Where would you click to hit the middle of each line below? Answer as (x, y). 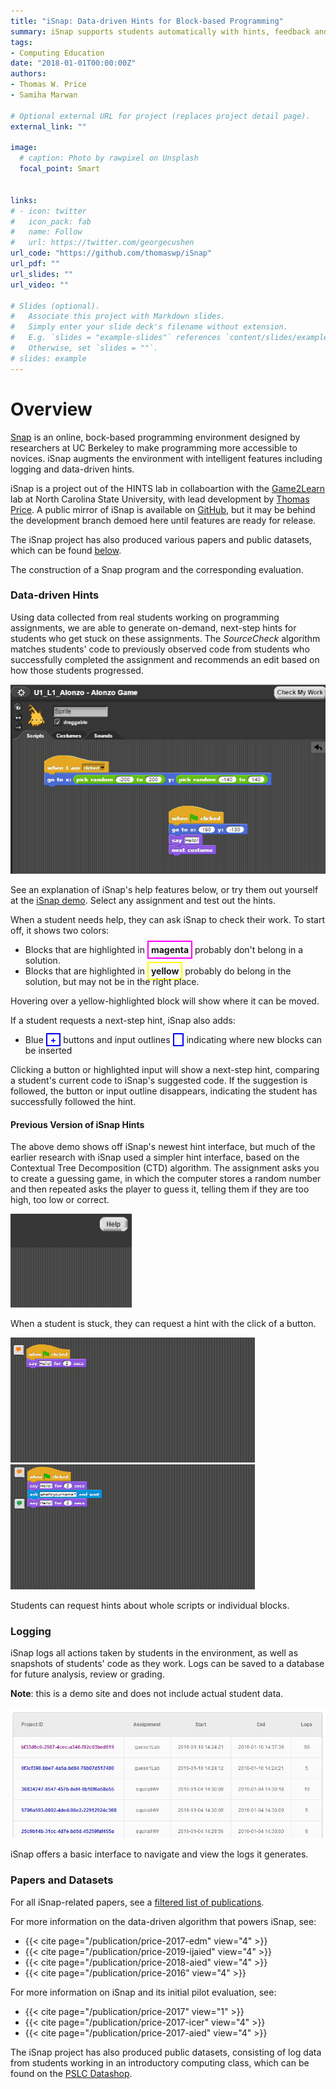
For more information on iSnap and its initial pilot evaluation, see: (143, 1992)
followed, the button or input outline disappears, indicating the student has (164, 1091)
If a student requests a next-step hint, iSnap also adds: (123, 1020)
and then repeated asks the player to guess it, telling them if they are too (160, 1189)
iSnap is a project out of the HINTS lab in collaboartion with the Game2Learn (168, 488)
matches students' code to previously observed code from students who (160, 649)
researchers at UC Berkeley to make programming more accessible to (154, 447)
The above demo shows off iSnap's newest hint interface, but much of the (163, 1147)
